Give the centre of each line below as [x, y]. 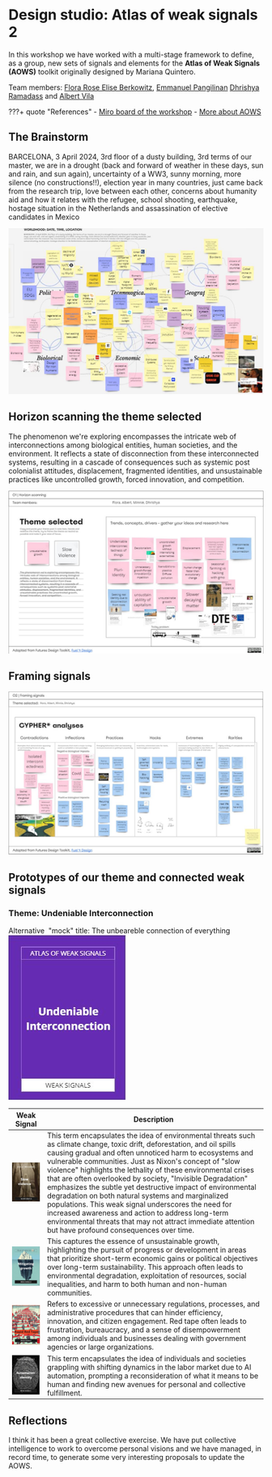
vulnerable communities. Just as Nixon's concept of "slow [144, 1161]
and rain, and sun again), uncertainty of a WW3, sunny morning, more [125, 174]
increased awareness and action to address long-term [138, 1212]
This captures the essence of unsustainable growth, [134, 1241]
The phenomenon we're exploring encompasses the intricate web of [123, 436]
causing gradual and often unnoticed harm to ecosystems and [150, 1152]
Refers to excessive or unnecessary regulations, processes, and [154, 1304]
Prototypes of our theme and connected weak [127, 877]
